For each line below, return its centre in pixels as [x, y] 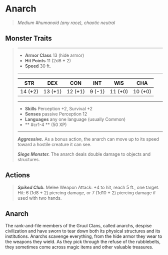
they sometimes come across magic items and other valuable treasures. [79, 247]
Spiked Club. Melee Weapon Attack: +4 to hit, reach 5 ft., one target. [88, 187]
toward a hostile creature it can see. [54, 144]
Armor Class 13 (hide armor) [54, 55]
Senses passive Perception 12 [56, 114]
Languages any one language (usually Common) [75, 119]
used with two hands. [39, 198]
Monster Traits [29, 38]
